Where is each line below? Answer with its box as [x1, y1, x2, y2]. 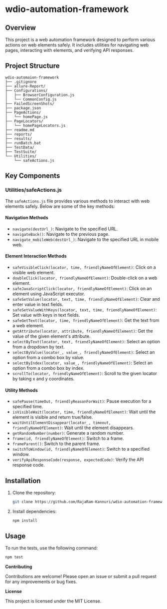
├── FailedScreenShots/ [5, 101, 55, 106]
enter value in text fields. [12, 301, 63, 307]
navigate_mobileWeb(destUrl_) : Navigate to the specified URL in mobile [12, 236, 159, 242]
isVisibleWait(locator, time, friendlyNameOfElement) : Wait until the [12, 409, 156, 415]
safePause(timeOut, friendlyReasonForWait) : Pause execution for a [12, 398, 152, 404]
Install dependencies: [12, 508, 57, 514]
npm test [5, 555, 23, 560]
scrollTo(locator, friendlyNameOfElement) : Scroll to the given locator [12, 370, 157, 376]
